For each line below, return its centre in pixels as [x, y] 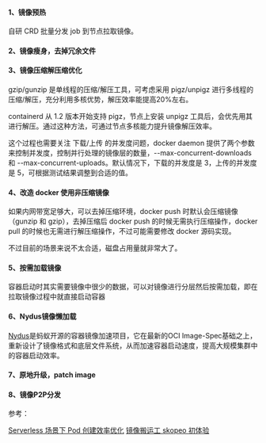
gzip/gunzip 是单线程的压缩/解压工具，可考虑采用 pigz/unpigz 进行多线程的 [131, 90]
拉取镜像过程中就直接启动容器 [57, 296]
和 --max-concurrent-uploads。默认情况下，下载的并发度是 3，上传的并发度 [133, 163]
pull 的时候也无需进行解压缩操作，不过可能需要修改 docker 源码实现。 [122, 231]
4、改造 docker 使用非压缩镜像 [59, 192]
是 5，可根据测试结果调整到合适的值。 [70, 173]
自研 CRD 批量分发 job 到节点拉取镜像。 [73, 31]
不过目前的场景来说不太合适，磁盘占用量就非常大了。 [95, 248]
